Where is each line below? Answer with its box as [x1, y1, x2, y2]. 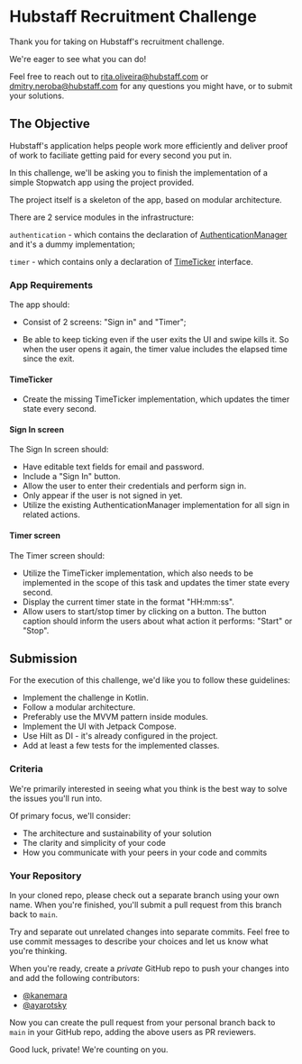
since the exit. [22, 353, 75, 364]
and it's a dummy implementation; [9, 239, 135, 250]
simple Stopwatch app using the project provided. [9, 177, 195, 187]
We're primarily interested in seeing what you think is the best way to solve [9, 783, 288, 794]
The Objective [9, 116, 90, 132]
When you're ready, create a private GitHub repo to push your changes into [9, 963, 290, 974]
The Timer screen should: [9, 550, 105, 560]
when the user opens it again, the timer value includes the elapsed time [22, 344, 288, 355]
